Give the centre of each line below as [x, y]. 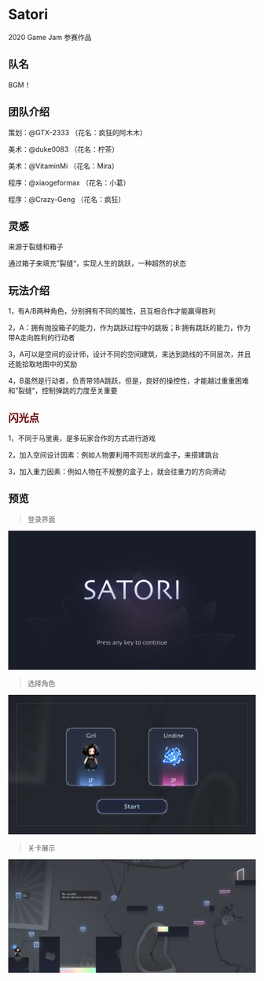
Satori [28, 15]
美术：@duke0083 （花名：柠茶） [64, 149]
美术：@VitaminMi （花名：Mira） [64, 166]
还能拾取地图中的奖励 [42, 364]
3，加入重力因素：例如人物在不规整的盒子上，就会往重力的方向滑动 [117, 472]
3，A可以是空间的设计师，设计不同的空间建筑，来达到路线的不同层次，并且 [130, 355]
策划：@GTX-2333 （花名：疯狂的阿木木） [78, 132]
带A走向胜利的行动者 [42, 338]
